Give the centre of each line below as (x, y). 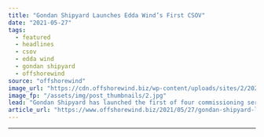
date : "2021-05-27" (40, 23)
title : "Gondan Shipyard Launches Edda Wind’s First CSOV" (107, 15)
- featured (33, 37)
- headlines (35, 45)
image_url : (26, 88)
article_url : (29, 110)
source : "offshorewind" (47, 81)
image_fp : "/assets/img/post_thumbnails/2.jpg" (88, 96)
